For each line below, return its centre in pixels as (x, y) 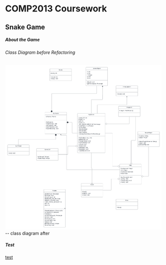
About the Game (22, 40)
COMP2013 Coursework (56, 9)
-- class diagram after (27, 233)
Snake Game (25, 27)
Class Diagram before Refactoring (40, 52)
